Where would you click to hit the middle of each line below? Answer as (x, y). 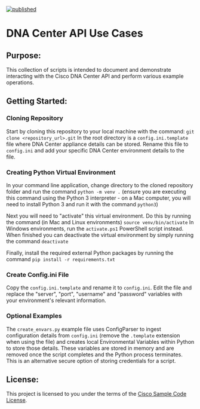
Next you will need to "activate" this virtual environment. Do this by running (99, 216)
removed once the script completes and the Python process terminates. (95, 354)
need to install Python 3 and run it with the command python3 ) (82, 204)
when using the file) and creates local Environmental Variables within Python (100, 341)
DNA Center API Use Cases (75, 33)
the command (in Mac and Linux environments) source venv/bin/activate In (100, 222)
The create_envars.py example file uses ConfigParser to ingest (84, 329)
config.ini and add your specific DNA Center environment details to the (95, 150)
